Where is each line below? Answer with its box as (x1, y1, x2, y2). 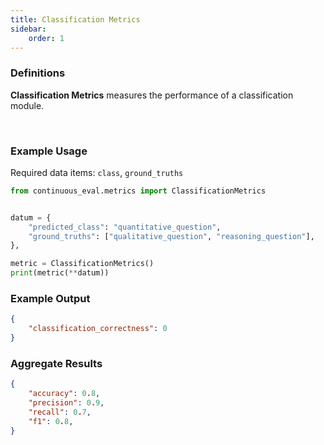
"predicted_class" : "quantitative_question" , (28, 222, 222, 232)
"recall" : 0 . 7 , (28, 407, 92, 417)
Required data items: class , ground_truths (10, 166, 184, 178)
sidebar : (10, 24, 47, 34)
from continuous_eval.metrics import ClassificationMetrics (10, 186, 267, 196)
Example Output (10, 292, 91, 306)
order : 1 (28, 33, 65, 43)
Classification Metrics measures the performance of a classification (10, 89, 294, 101)
